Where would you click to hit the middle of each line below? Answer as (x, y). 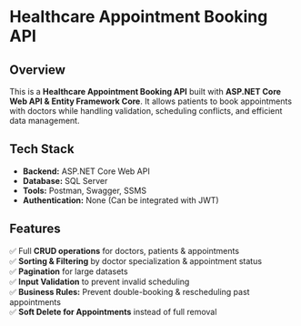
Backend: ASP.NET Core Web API (86, 171)
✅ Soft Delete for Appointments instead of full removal (113, 311)
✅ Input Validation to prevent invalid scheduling (100, 281)
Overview (38, 70)
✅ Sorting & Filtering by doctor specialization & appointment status (135, 260)
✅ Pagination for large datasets (69, 271)
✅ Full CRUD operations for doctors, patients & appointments (124, 250)
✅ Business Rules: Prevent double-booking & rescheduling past (130, 291)
